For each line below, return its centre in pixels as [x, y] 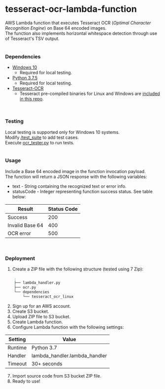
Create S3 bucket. [31, 311]
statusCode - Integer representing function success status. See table [82, 191]
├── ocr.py [25, 287]
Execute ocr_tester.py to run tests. [40, 142]
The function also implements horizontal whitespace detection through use [81, 33]
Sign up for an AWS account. [42, 306]
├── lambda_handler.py [37, 283]
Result [26, 209]
